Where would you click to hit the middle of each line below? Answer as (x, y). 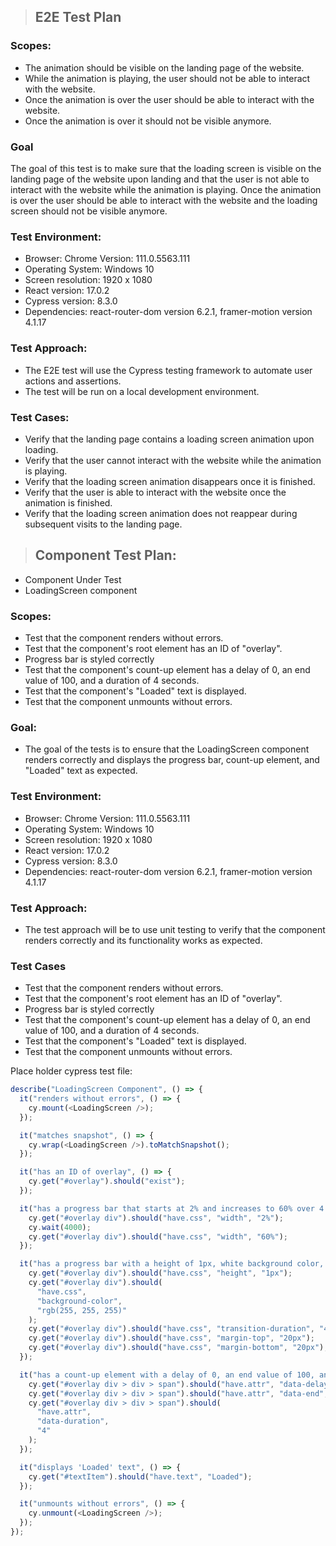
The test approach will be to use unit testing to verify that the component (175, 929)
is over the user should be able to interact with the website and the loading (164, 200)
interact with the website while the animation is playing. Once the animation (166, 189)
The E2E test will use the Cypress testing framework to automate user (168, 370)
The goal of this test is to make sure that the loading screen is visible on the (166, 168)
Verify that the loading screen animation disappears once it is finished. (170, 481)
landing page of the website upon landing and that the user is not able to (160, 179)
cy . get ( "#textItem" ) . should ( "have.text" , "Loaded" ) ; (140, 1476)
